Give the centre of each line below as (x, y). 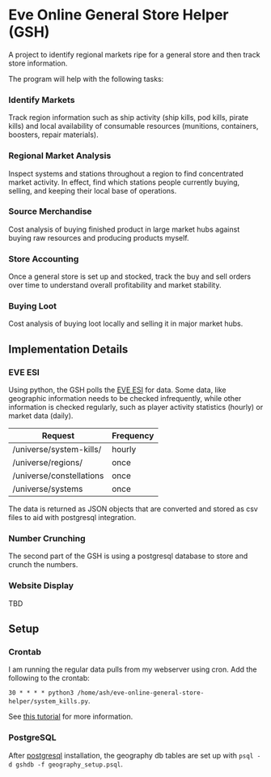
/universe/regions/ (48, 463)
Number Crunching (47, 539)
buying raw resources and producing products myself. (99, 237)
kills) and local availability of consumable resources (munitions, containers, (133, 126)
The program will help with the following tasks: (86, 79)
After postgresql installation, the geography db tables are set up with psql (131, 755)
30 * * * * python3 (41, 693)
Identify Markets (42, 100)
